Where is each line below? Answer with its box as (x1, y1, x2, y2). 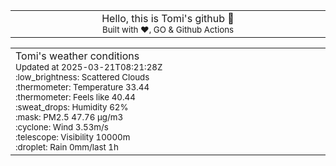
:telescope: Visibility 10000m (15, 132, 131, 143)
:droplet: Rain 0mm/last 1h (15, 142, 119, 153)
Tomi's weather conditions (15, 49, 140, 63)
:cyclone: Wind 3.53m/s (15, 122, 109, 133)
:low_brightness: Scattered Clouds (15, 72, 150, 83)
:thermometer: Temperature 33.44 (15, 82, 150, 93)
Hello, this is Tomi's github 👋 (101, 12, 235, 25)
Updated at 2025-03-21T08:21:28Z (15, 62, 163, 73)
